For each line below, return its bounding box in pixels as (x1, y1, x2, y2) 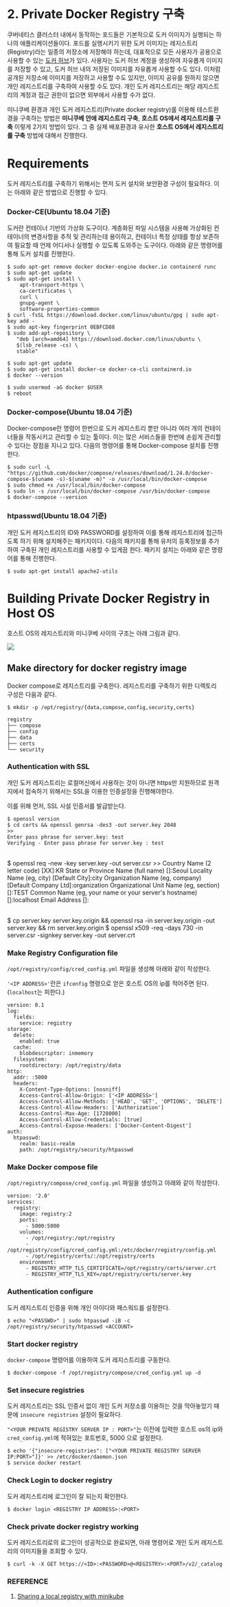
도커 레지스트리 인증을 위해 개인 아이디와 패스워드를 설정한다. (7, 1303, 170, 1311)
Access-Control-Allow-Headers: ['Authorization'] (19, 1104, 165, 1112)
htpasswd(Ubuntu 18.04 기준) (7, 511, 107, 521)
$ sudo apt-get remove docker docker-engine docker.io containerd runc (7, 263, 216, 271)
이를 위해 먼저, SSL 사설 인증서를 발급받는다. (7, 801, 126, 810)
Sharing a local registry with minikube (16, 1593, 124, 1601)
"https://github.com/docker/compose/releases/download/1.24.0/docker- (7, 470, 214, 477)
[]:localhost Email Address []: (7, 895, 89, 903)
